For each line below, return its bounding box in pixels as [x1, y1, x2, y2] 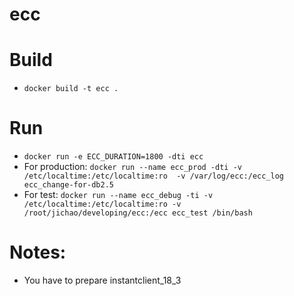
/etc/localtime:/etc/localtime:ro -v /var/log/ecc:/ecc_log [23, 171, 285, 182]
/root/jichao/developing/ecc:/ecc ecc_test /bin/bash [23, 208, 253, 218]
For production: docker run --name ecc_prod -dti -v [23, 161, 242, 173]
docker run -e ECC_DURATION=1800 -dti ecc [23, 152, 204, 162]
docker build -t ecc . [23, 84, 119, 94]
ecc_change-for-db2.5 [23, 180, 114, 190]
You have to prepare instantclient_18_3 [23, 274, 182, 286]
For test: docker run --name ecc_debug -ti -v [23, 189, 214, 201]
